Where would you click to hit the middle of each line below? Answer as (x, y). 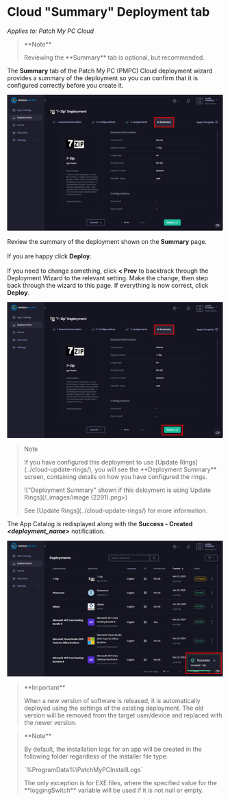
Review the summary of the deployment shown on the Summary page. (107, 241)
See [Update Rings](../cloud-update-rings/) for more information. (115, 510)
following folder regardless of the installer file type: (96, 756)
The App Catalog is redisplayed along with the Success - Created (100, 523)
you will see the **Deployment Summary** (156, 469)
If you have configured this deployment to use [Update (101, 462)
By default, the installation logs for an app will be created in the (113, 749)
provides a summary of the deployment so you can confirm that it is (103, 78)
